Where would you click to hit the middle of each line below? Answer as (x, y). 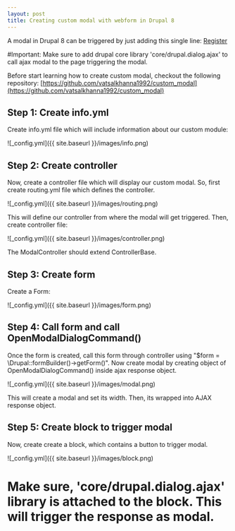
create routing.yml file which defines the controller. (81, 190)
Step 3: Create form (51, 274)
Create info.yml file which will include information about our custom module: (118, 130)
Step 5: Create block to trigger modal (90, 428)
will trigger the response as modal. (111, 517)
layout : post (26, 14)
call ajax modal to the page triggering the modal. (77, 61)
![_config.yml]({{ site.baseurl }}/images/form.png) (79, 305)
